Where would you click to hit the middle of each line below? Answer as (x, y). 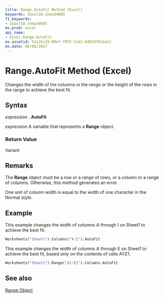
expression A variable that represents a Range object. (60, 127)
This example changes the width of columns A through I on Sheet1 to (75, 225)
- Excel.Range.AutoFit (28, 37)
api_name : (15, 33)
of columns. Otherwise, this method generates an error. (61, 183)
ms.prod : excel (21, 28)
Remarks (19, 166)
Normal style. (19, 197)
